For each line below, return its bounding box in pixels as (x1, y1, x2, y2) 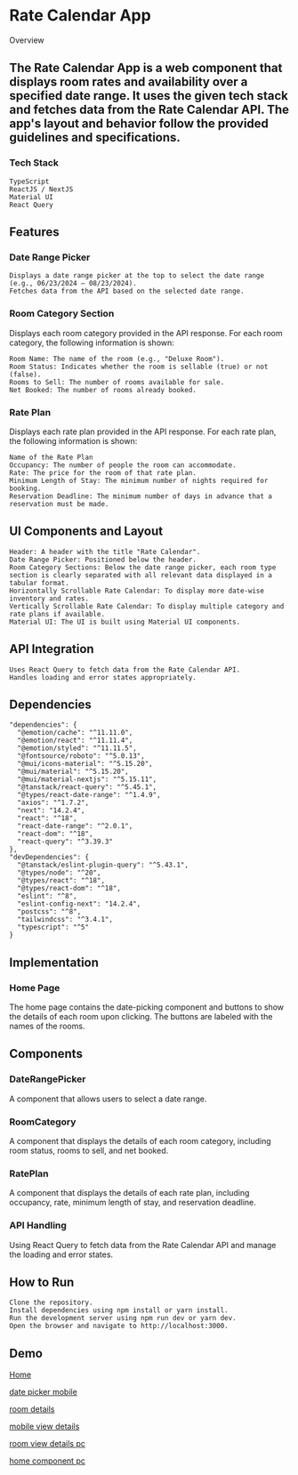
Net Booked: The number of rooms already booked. (9, 385, 197, 394)
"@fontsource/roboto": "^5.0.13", (17, 752, 145, 761)
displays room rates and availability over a (9, 75, 248, 90)
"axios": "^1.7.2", (17, 798, 90, 808)
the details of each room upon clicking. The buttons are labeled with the (9, 1012, 273, 1022)
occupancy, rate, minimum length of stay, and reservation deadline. (9, 1197, 256, 1208)
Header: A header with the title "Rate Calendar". (9, 547, 201, 556)
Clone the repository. (9, 1298, 93, 1308)
